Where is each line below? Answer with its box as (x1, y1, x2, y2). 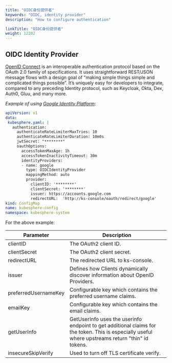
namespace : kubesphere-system (5, 210, 70, 215)
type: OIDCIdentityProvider (26, 167, 86, 173)
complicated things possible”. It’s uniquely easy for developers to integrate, (5, 80, 164, 86)
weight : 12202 (5, 31, 36, 36)
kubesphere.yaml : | (7, 120, 50, 125)
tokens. (69, 341, 88, 348)
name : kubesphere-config (5, 206, 58, 211)
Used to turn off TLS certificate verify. (69, 350, 161, 357)
